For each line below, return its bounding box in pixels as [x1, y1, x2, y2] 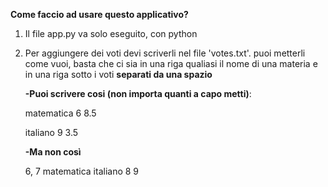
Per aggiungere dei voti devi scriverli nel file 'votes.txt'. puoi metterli [24, 47, 306, 59]
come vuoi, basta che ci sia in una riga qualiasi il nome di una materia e [24, 58, 318, 69]
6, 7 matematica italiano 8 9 [24, 165, 140, 177]
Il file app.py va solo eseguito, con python [24, 28, 198, 39]
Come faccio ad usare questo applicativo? [10, 9, 189, 20]
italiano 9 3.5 [24, 127, 79, 138]
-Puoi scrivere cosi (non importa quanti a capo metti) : [24, 88, 252, 99]
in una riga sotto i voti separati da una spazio [24, 69, 213, 80]
